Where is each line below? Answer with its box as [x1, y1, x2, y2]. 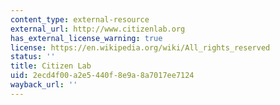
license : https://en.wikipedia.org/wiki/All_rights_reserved [10, 42, 271, 53]
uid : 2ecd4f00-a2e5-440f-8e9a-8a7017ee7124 [10, 71, 195, 81]
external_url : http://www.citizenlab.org [10, 24, 186, 34]
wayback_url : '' [10, 80, 78, 90]
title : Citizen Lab [10, 61, 92, 71]
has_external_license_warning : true [10, 33, 163, 43]
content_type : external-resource [10, 14, 150, 25]
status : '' [10, 52, 56, 62]
